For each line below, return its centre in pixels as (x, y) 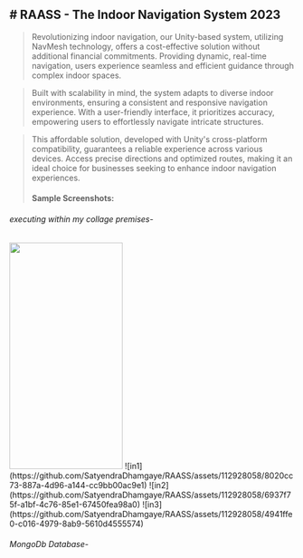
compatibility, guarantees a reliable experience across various (147, 149)
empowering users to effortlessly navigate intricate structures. (147, 121)
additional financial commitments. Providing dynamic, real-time (149, 56)
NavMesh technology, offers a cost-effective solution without (146, 46)
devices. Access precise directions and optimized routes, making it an (162, 159)
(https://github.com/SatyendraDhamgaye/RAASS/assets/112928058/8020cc (151, 476)
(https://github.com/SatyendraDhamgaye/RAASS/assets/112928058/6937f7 (150, 495)
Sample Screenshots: (73, 198)
